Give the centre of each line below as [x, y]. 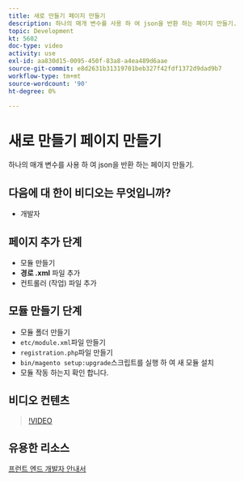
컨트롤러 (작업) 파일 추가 [58, 283]
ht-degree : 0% [32, 91]
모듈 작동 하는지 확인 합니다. [64, 372]
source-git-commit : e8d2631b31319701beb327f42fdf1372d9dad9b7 [115, 69]
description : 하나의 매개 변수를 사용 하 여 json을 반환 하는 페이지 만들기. [123, 23]
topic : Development [41, 31]
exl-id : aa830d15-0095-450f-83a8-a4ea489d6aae [88, 62]
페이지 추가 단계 [45, 242]
